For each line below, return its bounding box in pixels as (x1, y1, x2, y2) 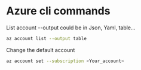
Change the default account (6, 46, 75, 53)
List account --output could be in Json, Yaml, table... (6, 24, 136, 31)
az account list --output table (6, 35, 87, 41)
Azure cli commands (6, 4, 111, 18)
